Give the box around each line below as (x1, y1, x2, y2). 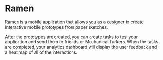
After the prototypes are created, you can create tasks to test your (5, 34, 138, 40)
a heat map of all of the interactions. (5, 49, 78, 55)
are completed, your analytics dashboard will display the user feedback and (5, 44, 157, 50)
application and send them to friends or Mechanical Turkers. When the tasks (5, 39, 159, 44)
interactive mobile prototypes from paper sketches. (5, 24, 108, 30)
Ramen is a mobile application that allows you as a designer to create (5, 19, 144, 25)
